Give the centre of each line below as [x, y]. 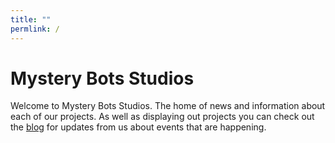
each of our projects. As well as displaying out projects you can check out [162, 117]
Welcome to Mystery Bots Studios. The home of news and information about [168, 106]
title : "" [31, 19]
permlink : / [35, 29]
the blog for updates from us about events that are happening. [138, 127]
